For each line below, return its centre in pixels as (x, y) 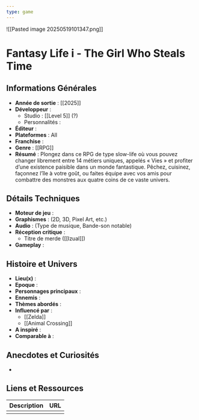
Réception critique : (40, 232)
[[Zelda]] (35, 317)
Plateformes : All (36, 135)
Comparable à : (34, 336)
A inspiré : (28, 330)
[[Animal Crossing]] (48, 324)
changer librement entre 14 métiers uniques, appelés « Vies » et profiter (104, 160)
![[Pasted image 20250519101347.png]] (55, 29)
